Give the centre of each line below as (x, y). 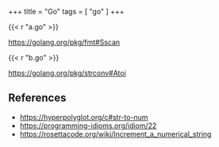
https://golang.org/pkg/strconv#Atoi (67, 73)
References (37, 98)
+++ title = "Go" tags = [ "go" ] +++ (66, 12)
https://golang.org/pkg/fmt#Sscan (64, 42)
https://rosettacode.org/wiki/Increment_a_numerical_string (115, 133)
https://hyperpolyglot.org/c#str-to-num (84, 117)
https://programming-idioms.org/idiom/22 (88, 126)
